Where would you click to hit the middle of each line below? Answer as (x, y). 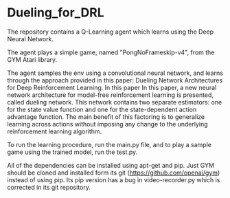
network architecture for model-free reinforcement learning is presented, (111, 95)
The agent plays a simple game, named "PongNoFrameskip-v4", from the (111, 52)
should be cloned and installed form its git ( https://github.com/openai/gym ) (114, 173)
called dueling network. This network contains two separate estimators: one (115, 102)
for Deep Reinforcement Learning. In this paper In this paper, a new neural (112, 87)
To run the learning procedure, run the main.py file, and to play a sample (109, 144)
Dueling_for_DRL (56, 13)
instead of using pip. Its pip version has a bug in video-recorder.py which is (114, 179)
